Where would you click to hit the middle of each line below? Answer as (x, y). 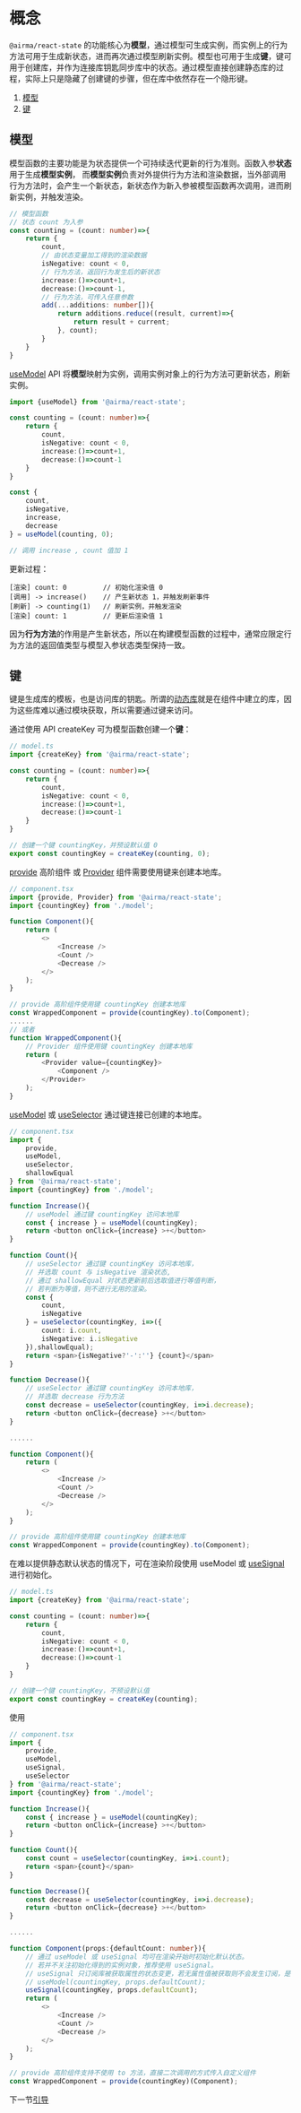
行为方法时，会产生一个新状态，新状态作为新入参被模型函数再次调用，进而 (146, 186)
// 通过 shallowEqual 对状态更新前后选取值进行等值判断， (123, 1280)
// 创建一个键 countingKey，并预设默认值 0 (84, 845)
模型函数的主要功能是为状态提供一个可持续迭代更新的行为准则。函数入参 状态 (150, 163)
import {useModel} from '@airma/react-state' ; (98, 402)
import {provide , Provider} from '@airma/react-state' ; (116, 897)
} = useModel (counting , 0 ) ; (62, 534)
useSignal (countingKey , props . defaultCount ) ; (112, 1990)
